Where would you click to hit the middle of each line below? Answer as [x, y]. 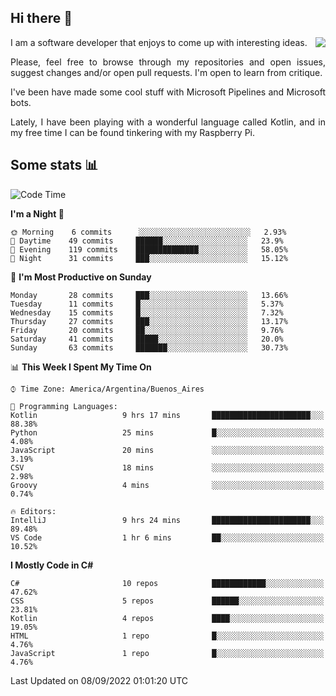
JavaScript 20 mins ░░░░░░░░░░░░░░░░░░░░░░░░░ [167, 450]
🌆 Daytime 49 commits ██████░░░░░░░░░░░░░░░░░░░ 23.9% [147, 241]
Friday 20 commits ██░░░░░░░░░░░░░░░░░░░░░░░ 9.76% [147, 330]
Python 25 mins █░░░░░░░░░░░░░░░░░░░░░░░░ [167, 432]
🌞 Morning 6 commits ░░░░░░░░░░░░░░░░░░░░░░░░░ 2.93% [148, 232]
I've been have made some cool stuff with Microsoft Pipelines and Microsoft [168, 92]
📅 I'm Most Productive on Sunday [81, 277]
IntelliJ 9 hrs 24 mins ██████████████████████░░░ [167, 520]
